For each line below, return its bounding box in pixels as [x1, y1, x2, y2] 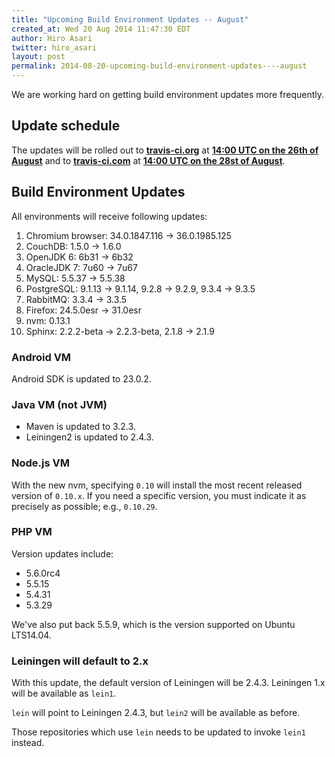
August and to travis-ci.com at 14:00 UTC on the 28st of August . [11, 154, 286, 166]
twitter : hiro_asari [11, 42, 98, 53]
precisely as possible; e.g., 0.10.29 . [11, 500, 158, 512]
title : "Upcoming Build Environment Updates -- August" [11, 14, 249, 25]
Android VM [11, 350, 72, 364]
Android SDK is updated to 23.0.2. [11, 372, 152, 385]
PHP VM [11, 525, 53, 539]
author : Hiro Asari [11, 33, 93, 43]
